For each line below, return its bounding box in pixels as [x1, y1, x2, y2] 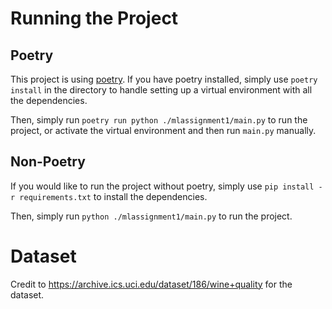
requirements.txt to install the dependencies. [19, 190, 208, 202]
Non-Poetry [10, 153, 86, 171]
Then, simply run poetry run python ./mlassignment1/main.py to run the [10, 114, 308, 126]
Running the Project [10, 7, 179, 30]
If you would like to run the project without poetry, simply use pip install [10, 180, 315, 192]
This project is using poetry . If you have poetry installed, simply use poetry [10, 73, 318, 85]
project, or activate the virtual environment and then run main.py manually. [10, 125, 317, 136]
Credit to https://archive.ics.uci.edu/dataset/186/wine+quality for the [10, 278, 293, 290]
